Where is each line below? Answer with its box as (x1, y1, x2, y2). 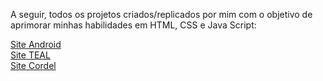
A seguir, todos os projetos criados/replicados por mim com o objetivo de (10, 9, 313, 20)
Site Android (10, 39, 62, 50)
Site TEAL (10, 49, 51, 61)
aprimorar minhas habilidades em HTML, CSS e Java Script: (10, 19, 257, 31)
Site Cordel (10, 60, 57, 71)
